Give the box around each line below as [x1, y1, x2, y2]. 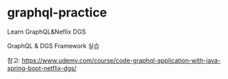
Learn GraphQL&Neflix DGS [7, 27, 86, 36]
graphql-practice [7, 5, 107, 21]
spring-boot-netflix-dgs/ [7, 64, 77, 72]
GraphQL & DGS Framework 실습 [7, 41, 100, 49]
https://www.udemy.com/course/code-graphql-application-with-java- [21, 56, 221, 65]
